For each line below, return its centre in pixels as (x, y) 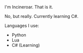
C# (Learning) (26, 45)
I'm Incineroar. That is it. (29, 7)
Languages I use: (22, 26)
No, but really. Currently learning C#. (41, 16)
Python (19, 35)
